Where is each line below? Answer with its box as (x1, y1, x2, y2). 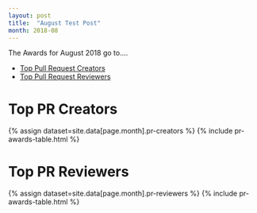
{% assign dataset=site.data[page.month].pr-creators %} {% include (8, 126, 233, 136)
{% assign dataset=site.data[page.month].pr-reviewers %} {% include (8, 188, 238, 199)
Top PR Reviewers (8, 162, 129, 180)
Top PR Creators (8, 100, 117, 118)
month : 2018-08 (8, 26, 59, 34)
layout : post (8, 11, 52, 20)
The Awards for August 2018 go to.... (8, 48, 128, 58)
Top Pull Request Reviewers (19, 72, 111, 82)
